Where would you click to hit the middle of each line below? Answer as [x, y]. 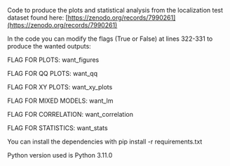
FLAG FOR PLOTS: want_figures [53, 60]
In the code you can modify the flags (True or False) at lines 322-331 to [110, 39]
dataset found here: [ [38, 18]
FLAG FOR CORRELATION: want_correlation [70, 114]
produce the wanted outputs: [49, 46]
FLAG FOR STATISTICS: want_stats [57, 128]
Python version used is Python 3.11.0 [60, 155]
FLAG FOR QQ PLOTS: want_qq [53, 74]
